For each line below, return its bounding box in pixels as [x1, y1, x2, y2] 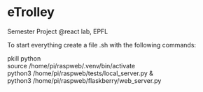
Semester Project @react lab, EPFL [7, 27, 108, 36]
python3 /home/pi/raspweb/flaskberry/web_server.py [7, 76, 162, 84]
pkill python [7, 54, 41, 63]
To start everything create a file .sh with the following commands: [7, 40, 197, 49]
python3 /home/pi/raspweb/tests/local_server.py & [7, 69, 154, 77]
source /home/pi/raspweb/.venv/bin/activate [7, 61, 136, 70]
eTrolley [7, 4, 55, 20]
